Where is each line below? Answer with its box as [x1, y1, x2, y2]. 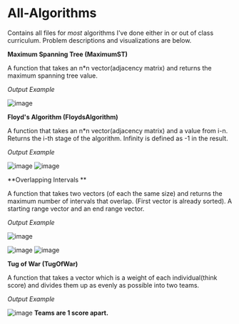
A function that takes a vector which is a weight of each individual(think [7, 273, 218, 282]
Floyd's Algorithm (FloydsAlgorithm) [7, 113, 118, 121]
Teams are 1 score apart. [34, 308, 109, 317]
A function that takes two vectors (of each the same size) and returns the [7, 189, 223, 197]
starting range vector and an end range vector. [7, 204, 145, 213]
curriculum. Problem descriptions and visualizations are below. [7, 36, 192, 44]
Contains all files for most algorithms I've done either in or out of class [7, 28, 214, 37]
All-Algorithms [7, 5, 97, 21]
